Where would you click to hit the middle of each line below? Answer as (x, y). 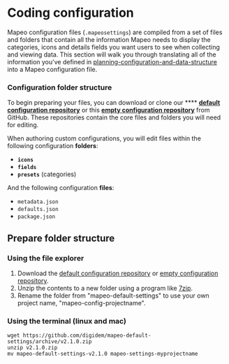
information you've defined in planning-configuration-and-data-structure (112, 61)
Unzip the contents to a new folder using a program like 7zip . (105, 288)
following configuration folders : (53, 146)
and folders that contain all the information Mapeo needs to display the (109, 39)
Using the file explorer (46, 258)
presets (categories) (47, 174)
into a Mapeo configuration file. (52, 69)
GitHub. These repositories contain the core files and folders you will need (114, 117)
